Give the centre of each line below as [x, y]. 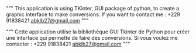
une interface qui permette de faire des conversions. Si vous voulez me [92, 38]
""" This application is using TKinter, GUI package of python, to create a [93, 8]
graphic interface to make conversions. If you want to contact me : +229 [93, 14]
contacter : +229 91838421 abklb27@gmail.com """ [68, 44]
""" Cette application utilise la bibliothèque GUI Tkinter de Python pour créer [98, 32]
